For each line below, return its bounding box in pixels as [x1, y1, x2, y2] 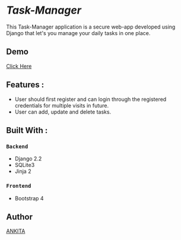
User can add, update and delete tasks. [14, 108, 112, 115]
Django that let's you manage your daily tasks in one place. [6, 29, 151, 36]
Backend [6, 143, 28, 150]
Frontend [6, 182, 31, 190]
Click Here [6, 62, 32, 70]
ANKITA [6, 228, 26, 235]
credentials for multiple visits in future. [14, 102, 109, 109]
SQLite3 [14, 162, 35, 169]
